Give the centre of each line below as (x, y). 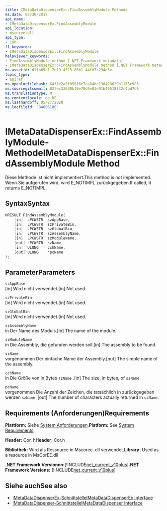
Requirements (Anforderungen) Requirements (77, 413)
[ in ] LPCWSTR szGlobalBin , (44, 229)
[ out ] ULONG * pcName (39, 252)
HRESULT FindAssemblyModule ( (35, 215)
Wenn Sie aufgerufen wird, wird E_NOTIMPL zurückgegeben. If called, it (78, 182)
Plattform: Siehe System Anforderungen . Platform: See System (70, 425)
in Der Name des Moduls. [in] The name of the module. (61, 331)
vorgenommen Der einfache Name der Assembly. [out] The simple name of (82, 359)
